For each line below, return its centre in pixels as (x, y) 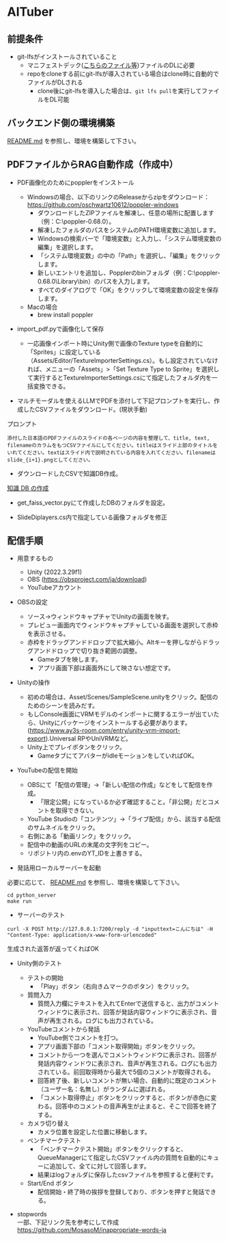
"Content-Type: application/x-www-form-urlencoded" (82, 936)
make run (19, 901)
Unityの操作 (33, 683)
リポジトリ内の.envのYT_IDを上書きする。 (86, 853)
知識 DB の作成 (28, 488)
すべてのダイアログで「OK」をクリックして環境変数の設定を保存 (128, 290)
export (37, 739)
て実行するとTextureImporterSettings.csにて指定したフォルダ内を (119, 377)
